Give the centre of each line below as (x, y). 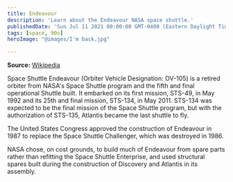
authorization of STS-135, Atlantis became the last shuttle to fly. (98, 116)
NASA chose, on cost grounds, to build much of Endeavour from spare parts (116, 149)
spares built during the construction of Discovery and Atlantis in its (102, 164)
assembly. (22, 172)
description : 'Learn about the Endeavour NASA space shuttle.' (101, 20)
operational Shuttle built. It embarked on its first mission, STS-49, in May (111, 93)
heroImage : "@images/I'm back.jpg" (59, 39)
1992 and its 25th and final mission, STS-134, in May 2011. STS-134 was (110, 100)
